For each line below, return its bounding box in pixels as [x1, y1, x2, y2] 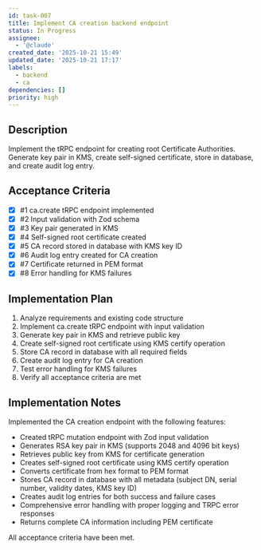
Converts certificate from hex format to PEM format [19, 466, 189, 476]
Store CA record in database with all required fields [19, 347, 188, 357]
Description [8, 123, 68, 137]
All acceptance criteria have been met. [8, 532, 135, 542]
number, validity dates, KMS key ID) [19, 484, 138, 493]
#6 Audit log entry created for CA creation [19, 251, 158, 260]
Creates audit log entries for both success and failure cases [19, 492, 216, 501]
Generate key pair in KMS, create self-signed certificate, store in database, [8, 152, 254, 162]
